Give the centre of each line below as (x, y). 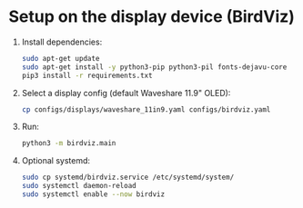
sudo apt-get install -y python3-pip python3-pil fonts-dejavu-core (154, 67)
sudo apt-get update (61, 58)
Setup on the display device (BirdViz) (151, 17)
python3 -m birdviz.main (69, 144)
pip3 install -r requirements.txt (87, 75)
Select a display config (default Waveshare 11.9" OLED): (126, 93)
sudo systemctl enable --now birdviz (93, 194)
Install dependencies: (62, 42)
